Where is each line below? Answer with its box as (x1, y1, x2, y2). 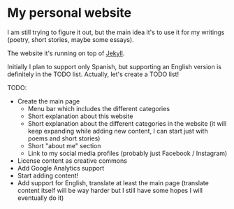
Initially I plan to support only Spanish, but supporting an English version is (7, 62, 222, 71)
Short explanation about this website (27, 112, 133, 120)
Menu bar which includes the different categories (27, 104, 170, 113)
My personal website (7, 5, 132, 21)
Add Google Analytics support (17, 164, 105, 172)
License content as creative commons (17, 156, 128, 165)
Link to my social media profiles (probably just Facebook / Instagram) (27, 149, 228, 157)
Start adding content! (17, 171, 79, 180)
